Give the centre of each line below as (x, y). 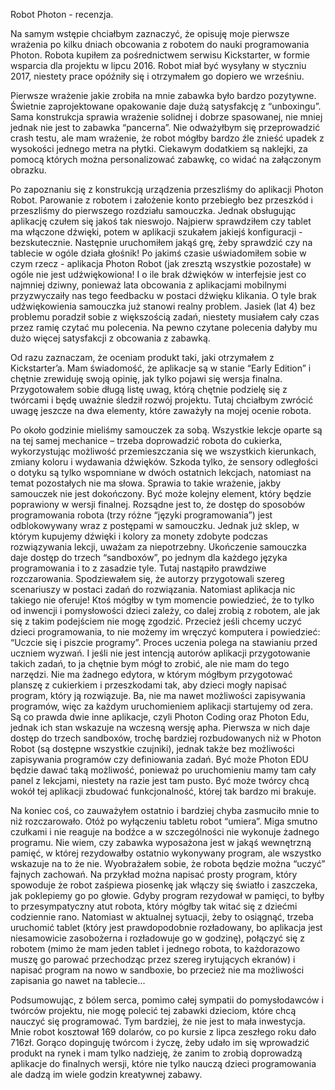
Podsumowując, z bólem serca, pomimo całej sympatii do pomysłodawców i (167, 1000)
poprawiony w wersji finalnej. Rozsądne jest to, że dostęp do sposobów (158, 504)
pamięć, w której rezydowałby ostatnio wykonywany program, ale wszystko (166, 853)
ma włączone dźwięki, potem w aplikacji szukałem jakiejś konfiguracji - (156, 232)
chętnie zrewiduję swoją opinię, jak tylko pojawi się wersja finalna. (146, 378)
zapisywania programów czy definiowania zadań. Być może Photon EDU (159, 759)
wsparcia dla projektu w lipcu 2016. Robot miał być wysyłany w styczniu (158, 65)
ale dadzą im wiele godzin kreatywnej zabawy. (106, 1074)
